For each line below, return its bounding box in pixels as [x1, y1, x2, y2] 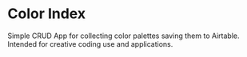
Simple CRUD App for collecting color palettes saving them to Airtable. [7, 31, 241, 40]
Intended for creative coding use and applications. [7, 39, 173, 48]
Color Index [7, 5, 86, 23]
